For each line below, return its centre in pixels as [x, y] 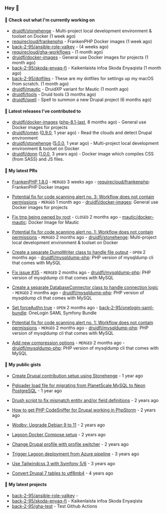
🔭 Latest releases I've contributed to [43, 111]
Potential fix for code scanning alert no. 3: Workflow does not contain [83, 197]
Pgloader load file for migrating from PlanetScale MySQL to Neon [79, 385]
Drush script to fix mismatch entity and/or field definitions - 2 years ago [85, 400]
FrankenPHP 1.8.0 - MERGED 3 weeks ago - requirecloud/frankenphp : [81, 182]
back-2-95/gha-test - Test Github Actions [54, 506]
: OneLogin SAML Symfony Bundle [61, 313]
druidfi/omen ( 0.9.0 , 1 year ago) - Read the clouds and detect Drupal [82, 133]
